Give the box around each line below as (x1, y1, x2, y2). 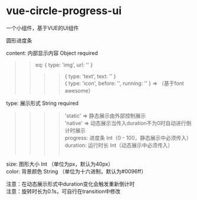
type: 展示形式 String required (6, 99, 78, 107)
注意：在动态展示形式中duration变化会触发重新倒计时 (6, 180, 135, 187)
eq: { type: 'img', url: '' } (35, 61, 93, 68)
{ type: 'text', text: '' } (64, 73, 116, 80)
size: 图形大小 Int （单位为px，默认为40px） (6, 160, 114, 168)
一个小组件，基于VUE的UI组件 (6, 24, 79, 31)
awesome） (64, 87, 94, 94)
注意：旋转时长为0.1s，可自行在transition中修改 (6, 188, 121, 195)
